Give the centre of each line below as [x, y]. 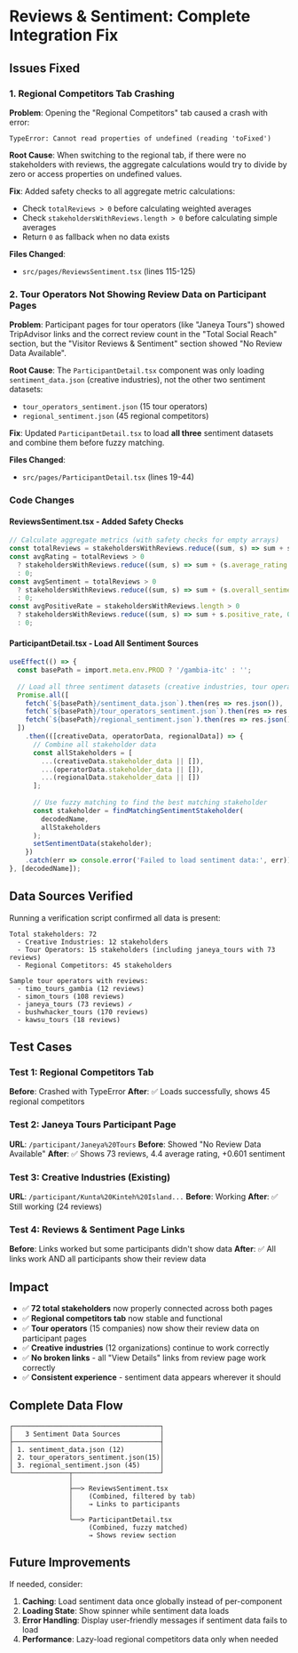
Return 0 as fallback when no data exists [96, 237]
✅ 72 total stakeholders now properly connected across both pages [147, 1309]
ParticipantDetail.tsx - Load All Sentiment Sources [104, 643]
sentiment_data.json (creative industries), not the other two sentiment [137, 380]
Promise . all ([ [43, 695]
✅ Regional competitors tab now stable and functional [122, 1318]
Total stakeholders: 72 [53, 934]
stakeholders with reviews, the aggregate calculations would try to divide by [148, 164]
